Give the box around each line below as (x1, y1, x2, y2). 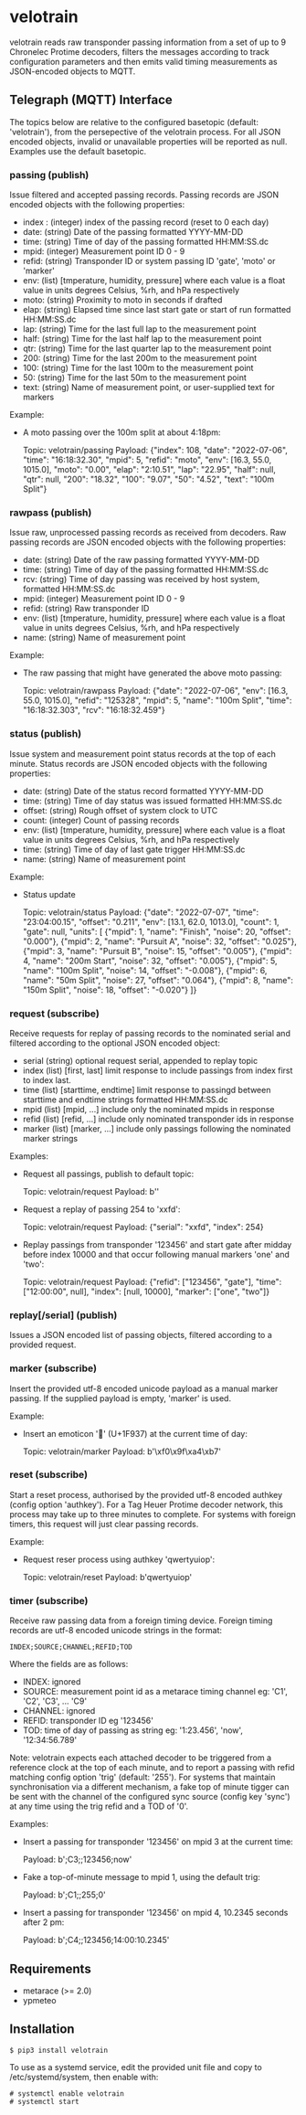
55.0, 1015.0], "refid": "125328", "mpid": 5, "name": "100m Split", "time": (22, 695, 292, 706)
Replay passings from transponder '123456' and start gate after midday (22, 1238, 292, 1249)
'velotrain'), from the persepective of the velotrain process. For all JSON (9, 126, 281, 137)
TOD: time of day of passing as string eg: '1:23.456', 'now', (22, 1725, 244, 1736)
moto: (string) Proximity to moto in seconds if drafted (22, 294, 223, 305)
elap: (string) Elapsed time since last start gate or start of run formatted (22, 304, 291, 315)
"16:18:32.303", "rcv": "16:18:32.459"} (22, 705, 166, 716)
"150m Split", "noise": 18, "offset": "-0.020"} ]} (22, 984, 197, 995)
